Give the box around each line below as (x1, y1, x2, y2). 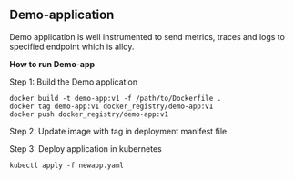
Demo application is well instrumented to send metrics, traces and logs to (9, 31, 285, 42)
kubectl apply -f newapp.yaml (9, 161, 125, 170)
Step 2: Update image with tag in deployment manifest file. (9, 125, 229, 136)
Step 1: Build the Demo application (9, 76, 138, 87)
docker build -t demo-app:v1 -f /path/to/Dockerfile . (9, 94, 222, 103)
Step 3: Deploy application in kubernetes (9, 143, 162, 154)
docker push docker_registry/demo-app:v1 (9, 109, 169, 119)
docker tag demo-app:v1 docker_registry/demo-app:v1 (9, 102, 214, 111)
